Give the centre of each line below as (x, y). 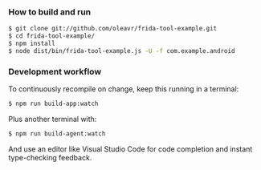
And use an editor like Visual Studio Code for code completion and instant (130, 149)
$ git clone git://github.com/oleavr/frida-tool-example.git (113, 29)
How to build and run (50, 12)
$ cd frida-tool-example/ (51, 36)
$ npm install (32, 44)
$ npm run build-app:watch (53, 104)
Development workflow (55, 71)
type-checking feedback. (50, 157)
